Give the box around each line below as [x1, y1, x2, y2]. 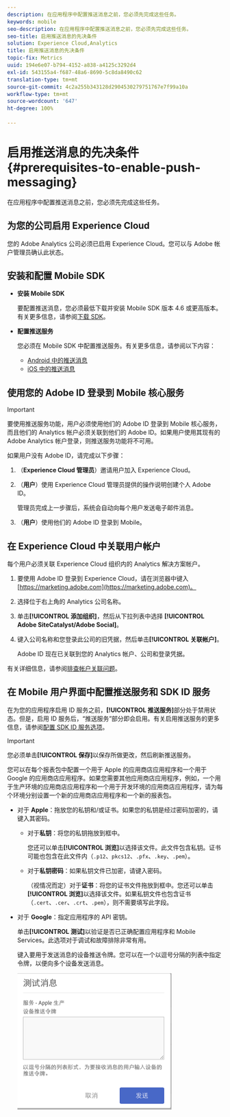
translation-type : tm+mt [7, 76, 78, 83]
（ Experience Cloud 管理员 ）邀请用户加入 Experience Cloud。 [16, 466, 194, 475]
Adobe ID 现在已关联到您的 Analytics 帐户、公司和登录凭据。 [16, 650, 189, 658]
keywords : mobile [7, 18, 57, 25]
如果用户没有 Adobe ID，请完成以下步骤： [7, 451, 125, 459]
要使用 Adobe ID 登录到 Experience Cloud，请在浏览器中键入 [16, 575, 189, 583]
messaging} [7, 175, 77, 190]
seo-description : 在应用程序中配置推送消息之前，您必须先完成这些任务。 [7, 25, 192, 32]
